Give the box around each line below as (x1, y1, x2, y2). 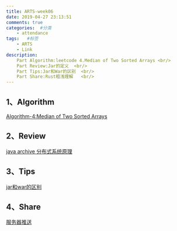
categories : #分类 (6, 25, 52, 31)
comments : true (6, 19, 43, 25)
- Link (16, 47, 33, 53)
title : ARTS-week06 (6, 8, 54, 15)
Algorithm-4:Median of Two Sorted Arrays (6, 112, 107, 120)
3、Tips (6, 167, 36, 177)
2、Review (6, 131, 46, 141)
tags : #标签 (6, 36, 39, 42)
